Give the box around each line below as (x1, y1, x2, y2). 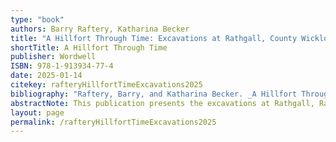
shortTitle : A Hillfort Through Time (10, 42, 168, 53)
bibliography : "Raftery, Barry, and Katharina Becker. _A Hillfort (10, 89, 298, 99)
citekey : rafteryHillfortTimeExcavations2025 (10, 80, 203, 90)
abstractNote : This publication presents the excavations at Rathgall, (10, 98, 315, 108)
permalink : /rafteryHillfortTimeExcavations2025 (10, 117, 217, 127)
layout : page (10, 107, 65, 118)
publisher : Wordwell (10, 52, 97, 62)
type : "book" (10, 14, 65, 25)
